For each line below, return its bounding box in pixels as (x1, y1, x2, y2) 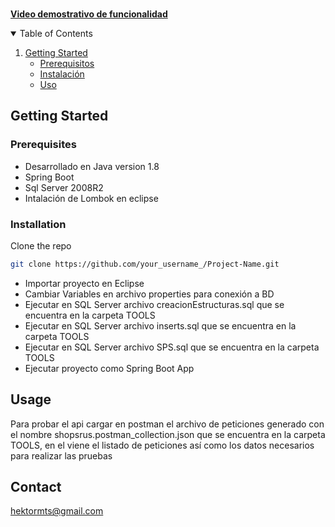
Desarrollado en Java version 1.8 (24, 160, 160, 172)
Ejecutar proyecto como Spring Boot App (24, 362, 195, 374)
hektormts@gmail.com (10, 505, 104, 517)
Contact (10, 479, 62, 496)
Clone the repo (10, 239, 72, 252)
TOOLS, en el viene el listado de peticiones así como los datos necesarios (10, 439, 315, 451)
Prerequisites (10, 138, 77, 152)
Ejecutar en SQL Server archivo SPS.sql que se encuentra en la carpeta (24, 341, 320, 353)
